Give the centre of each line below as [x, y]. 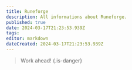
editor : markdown [27, 38]
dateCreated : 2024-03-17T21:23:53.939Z [55, 44]
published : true [26, 22]
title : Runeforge [27, 11]
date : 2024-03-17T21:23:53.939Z [45, 28]
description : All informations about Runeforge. [67, 17]
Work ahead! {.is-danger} [51, 60]
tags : [13, 33]
